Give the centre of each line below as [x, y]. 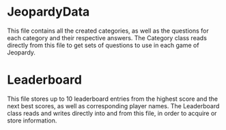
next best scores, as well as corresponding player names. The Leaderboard [113, 105]
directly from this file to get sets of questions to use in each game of [103, 45]
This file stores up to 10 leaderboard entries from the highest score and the [113, 99]
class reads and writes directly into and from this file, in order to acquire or [112, 113]
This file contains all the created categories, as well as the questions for [108, 31]
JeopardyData [48, 12]
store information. [32, 120]
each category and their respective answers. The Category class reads [107, 37]
